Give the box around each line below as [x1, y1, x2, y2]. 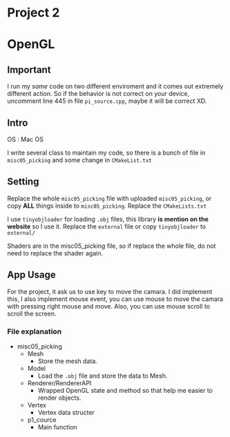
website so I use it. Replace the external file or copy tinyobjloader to [7, 222, 207, 231]
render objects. [37, 394, 82, 402]
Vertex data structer [37, 408, 95, 416]
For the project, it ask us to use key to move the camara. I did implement [7, 287, 213, 295]
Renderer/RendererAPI [27, 378, 92, 387]
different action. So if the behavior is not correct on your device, [7, 90, 190, 98]
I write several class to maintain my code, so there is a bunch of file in [7, 148, 206, 157]
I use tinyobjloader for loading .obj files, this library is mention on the [7, 215, 209, 223]
